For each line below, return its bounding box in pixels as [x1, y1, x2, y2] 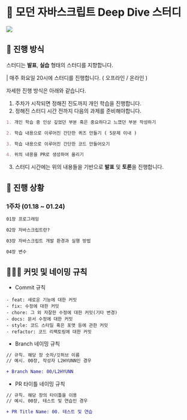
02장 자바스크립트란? [6, 227, 50, 233]
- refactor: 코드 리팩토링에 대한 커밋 [6, 329, 92, 335]
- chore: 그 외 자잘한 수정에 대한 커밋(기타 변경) [6, 310, 118, 316]
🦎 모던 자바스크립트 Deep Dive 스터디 [6, 5, 182, 19]
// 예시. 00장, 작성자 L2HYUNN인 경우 [6, 358, 92, 364]
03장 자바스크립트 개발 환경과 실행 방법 [6, 238, 91, 244]
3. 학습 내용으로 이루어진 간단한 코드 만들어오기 [6, 141, 110, 147]
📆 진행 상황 [6, 183, 45, 193]
